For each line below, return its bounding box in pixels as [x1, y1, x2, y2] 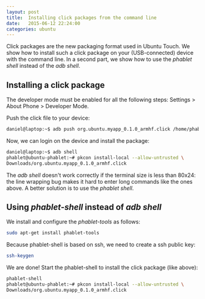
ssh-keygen [6, 253, 34, 259]
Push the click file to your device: [6, 114, 90, 122]
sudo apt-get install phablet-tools [6, 230, 99, 236]
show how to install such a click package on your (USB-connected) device [6, 49, 194, 57]
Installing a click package [6, 80, 105, 90]
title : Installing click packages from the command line [6, 15, 157, 21]
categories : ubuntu [6, 26, 56, 32]
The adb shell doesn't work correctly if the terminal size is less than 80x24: [6, 171, 196, 179]
